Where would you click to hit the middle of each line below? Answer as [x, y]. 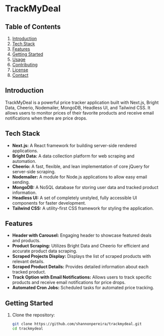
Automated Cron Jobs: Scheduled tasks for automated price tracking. [83, 288]
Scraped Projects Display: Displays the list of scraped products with [81, 256]
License [20, 70]
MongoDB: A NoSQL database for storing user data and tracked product [85, 187]
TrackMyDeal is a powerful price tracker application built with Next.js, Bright [82, 102]
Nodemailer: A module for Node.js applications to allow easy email [80, 177]
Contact [20, 75]
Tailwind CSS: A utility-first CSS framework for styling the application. [83, 208]
